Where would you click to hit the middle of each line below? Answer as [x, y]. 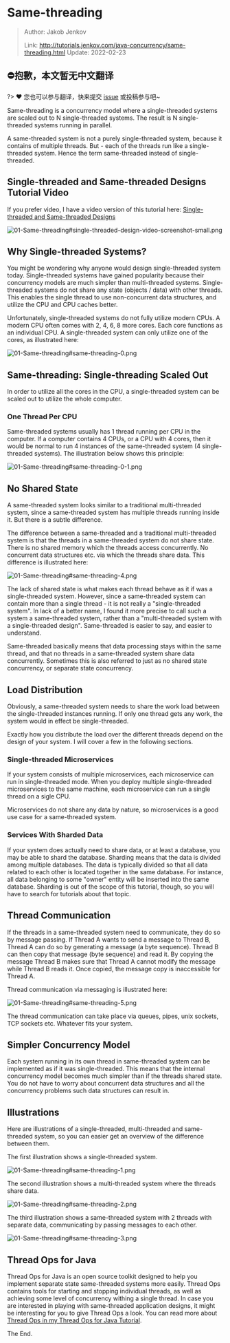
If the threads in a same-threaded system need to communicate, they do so [114, 932]
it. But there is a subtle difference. [55, 520]
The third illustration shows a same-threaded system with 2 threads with [110, 1218]
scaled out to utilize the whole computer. [65, 399]
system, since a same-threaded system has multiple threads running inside [113, 512]
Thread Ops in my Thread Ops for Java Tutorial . [74, 1320]
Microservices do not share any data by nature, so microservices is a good [113, 810]
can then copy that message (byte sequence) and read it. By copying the [110, 954]
